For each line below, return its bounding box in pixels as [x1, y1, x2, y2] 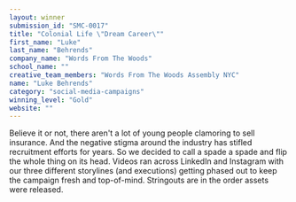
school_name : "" [9, 63, 69, 72]
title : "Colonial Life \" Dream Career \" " [9, 29, 165, 38]
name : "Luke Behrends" [9, 79, 93, 88]
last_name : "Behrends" [9, 46, 93, 55]
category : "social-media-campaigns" [9, 87, 144, 96]
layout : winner [9, 12, 66, 22]
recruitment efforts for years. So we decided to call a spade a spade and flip [9, 147, 288, 158]
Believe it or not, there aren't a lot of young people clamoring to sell [9, 128, 255, 138]
